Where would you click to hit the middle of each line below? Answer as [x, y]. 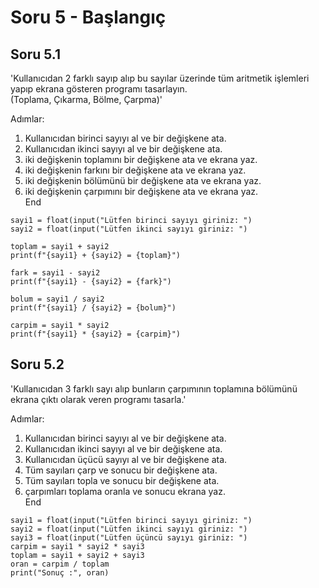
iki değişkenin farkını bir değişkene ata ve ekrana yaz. [135, 170]
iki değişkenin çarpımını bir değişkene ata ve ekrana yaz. [141, 191]
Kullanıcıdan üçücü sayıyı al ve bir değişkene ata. [126, 459]
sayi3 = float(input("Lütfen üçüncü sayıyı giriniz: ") [129, 537]
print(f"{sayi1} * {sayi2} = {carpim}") [96, 334]
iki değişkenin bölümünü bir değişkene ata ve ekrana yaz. [143, 180]
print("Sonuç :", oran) [60, 572]
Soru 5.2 [37, 364]
